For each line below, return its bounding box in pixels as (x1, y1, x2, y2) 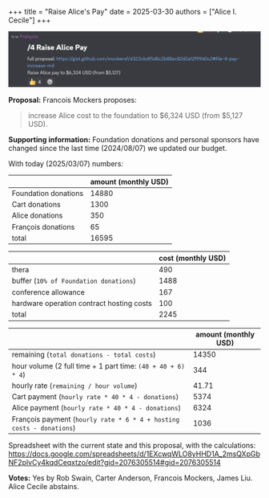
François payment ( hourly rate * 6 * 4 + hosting (11, 414, 180, 424)
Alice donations (11, 210, 63, 220)
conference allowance (11, 287, 86, 296)
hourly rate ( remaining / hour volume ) (11, 381, 138, 390)
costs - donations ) (11, 422, 76, 432)
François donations (11, 222, 75, 231)
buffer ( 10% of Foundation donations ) (11, 276, 136, 286)
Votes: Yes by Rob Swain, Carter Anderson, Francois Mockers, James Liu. (8, 473, 253, 483)
